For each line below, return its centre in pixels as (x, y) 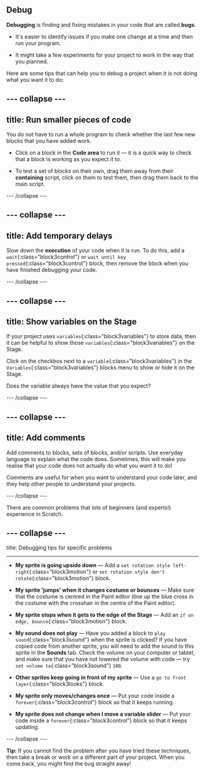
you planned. (32, 61)
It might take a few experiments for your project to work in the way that (104, 55)
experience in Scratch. (35, 514)
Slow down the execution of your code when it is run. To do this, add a (95, 250)
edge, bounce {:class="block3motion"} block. (71, 622)
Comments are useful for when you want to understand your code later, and (102, 477)
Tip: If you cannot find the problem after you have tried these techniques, (99, 751)
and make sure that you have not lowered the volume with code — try (103, 659)
